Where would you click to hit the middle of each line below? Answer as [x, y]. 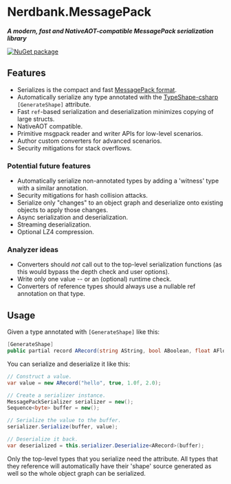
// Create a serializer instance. [57, 395]
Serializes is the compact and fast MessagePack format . [97, 89]
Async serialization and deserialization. [73, 218]
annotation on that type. [51, 294]
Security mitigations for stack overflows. [74, 148]
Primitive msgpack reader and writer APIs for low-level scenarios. [110, 133]
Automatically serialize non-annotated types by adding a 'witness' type [118, 181]
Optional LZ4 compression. [55, 232]
